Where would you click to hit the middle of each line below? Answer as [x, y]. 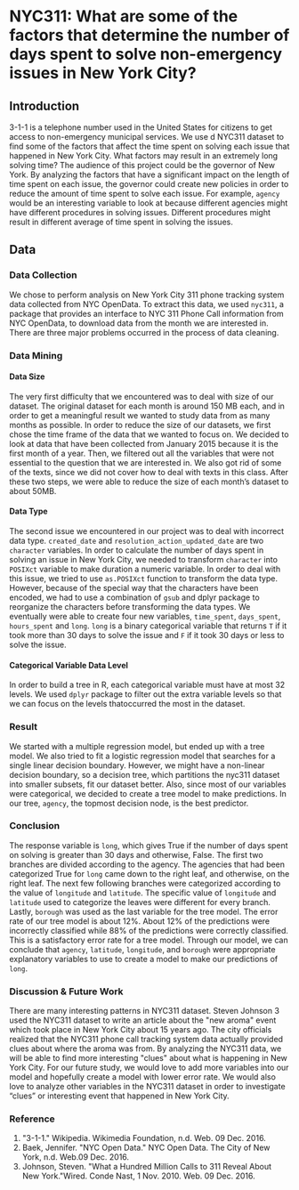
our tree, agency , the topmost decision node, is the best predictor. [129, 803]
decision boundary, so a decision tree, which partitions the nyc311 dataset [145, 774]
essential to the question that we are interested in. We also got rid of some [145, 462]
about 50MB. [33, 490]
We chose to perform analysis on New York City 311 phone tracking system [147, 295]
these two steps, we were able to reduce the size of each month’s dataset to [149, 482]
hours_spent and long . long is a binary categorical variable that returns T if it [148, 626]
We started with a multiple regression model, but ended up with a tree [137, 746]
